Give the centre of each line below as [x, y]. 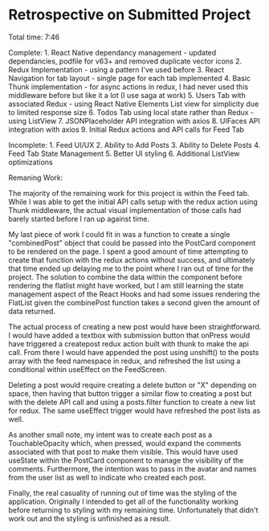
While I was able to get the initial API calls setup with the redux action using [133, 202]
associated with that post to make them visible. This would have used [123, 451]
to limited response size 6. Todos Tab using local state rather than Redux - [131, 112]
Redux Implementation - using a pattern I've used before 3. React [116, 69]
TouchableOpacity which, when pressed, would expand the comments [125, 443]
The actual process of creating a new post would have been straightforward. [135, 326]
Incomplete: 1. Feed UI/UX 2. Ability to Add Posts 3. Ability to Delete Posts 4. [134, 145]
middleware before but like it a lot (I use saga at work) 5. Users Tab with [127, 95]
